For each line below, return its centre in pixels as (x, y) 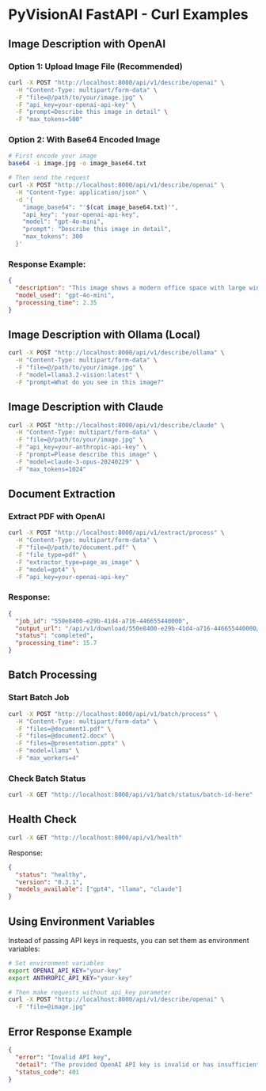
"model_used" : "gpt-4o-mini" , (65, 295)
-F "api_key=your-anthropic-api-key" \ (81, 447)
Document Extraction (62, 494)
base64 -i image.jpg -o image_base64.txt (78, 164)
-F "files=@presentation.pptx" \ (70, 744)
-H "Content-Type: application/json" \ (81, 192)
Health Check (43, 819)
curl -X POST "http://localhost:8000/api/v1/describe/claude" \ (116, 425)
